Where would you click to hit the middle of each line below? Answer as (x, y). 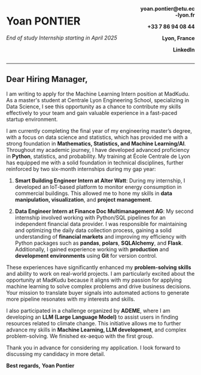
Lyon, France (179, 38)
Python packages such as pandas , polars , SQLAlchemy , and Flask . (99, 243)
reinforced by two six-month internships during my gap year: (81, 169)
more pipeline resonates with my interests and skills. (71, 299)
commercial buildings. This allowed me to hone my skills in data (93, 193)
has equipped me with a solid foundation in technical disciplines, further (95, 162)
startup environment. (32, 119)
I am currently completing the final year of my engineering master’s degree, (99, 130)
